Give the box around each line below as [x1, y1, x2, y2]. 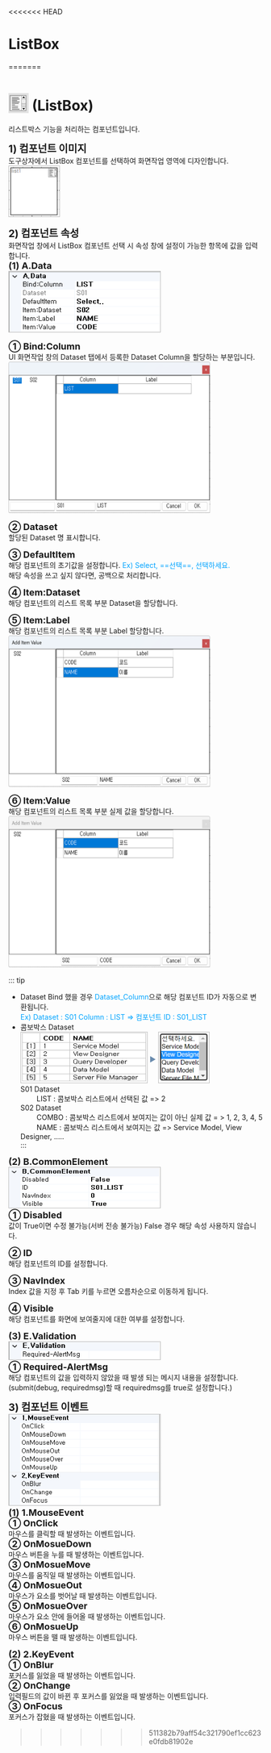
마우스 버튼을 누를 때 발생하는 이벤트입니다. [8, 1549, 144, 1559]
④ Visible [8, 1302, 54, 1314]
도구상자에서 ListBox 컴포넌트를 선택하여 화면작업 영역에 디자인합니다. [8, 156, 229, 165]
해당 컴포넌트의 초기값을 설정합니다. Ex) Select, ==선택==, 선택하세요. [8, 560, 231, 570]
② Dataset [8, 520, 58, 532]
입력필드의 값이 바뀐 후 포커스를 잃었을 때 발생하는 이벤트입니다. [8, 1691, 209, 1701]
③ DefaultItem [8, 549, 76, 560]
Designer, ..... [19, 1131, 65, 1141]
